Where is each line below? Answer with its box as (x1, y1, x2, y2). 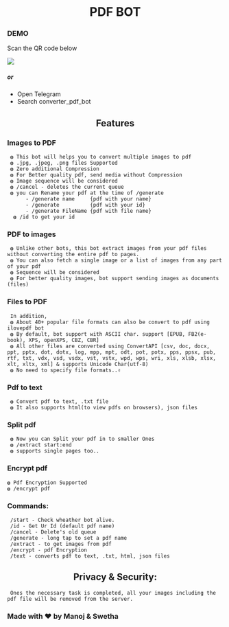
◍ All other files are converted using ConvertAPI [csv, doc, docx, (10, 343, 210, 350)
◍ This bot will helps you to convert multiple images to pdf (10, 154, 192, 161)
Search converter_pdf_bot (16, 98, 91, 106)
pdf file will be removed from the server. (7, 595, 134, 602)
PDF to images (7, 229, 56, 239)
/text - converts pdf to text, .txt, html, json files (10, 552, 170, 560)
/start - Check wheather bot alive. (10, 516, 115, 523)
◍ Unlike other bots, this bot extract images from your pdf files (10, 245, 207, 252)
